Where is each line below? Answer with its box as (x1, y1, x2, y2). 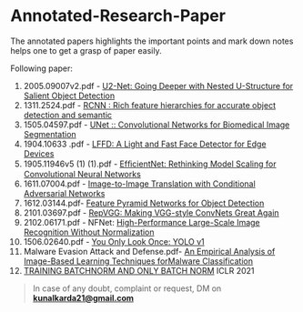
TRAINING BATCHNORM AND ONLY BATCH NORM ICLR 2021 (23, 265, 255, 276)
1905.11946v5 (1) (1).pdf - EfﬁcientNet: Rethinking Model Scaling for (23, 158, 277, 169)
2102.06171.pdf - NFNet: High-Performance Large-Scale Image (23, 216, 260, 227)
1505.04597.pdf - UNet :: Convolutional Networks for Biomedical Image (23, 119, 290, 130)
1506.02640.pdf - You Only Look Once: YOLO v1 (23, 236, 205, 247)
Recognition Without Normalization (23, 226, 155, 237)
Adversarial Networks (23, 187, 106, 198)
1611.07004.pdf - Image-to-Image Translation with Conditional (23, 178, 256, 189)
